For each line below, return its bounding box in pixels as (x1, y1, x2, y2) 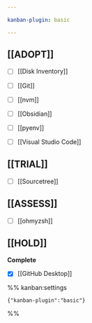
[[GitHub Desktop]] (17, 270, 72, 278)
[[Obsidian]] (17, 110, 52, 118)
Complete (7, 256, 37, 264)
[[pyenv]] (17, 124, 45, 132)
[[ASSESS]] (7, 198, 58, 210)
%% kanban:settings (7, 284, 68, 292)
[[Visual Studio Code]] (17, 138, 82, 146)
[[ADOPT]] (7, 48, 54, 60)
